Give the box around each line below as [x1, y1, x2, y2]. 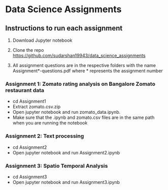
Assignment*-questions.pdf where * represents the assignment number [12, 68, 163, 74]
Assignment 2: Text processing [5, 133, 84, 140]
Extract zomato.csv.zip [12, 104, 61, 110]
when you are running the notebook [12, 120, 88, 126]
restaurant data [5, 86, 45, 93]
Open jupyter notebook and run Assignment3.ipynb [12, 179, 120, 185]
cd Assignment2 [12, 144, 47, 150]
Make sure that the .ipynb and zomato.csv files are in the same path [12, 114, 155, 120]
